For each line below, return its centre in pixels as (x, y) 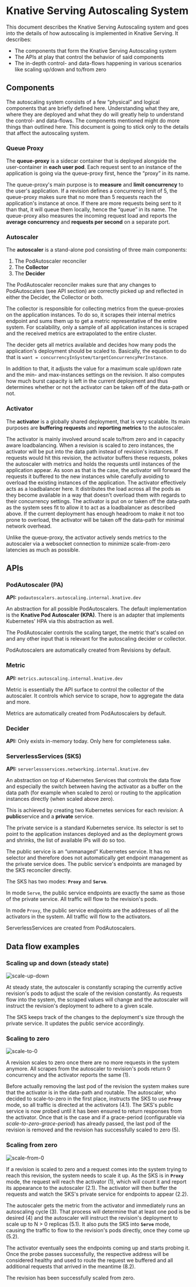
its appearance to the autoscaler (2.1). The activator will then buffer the (92, 1188)
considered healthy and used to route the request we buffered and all (90, 1260)
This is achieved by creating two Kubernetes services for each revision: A (95, 810)
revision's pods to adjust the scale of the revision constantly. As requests (94, 993)
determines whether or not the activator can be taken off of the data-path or (98, 387)
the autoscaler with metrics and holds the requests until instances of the (93, 464)
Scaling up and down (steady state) (58, 963)
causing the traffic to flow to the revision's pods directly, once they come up (98, 1230)
